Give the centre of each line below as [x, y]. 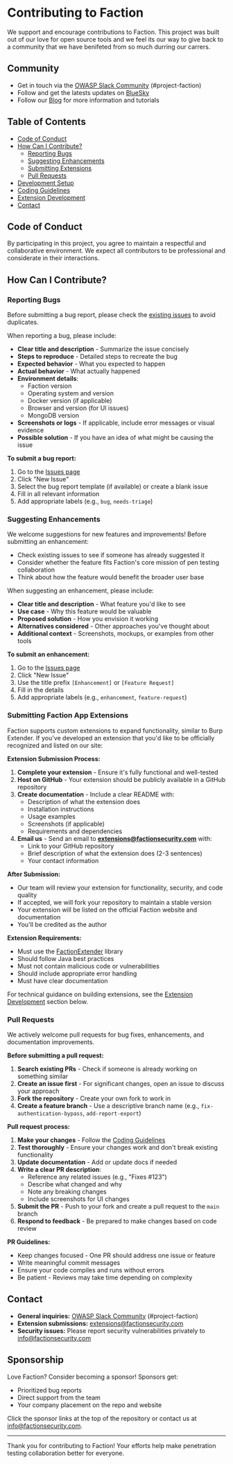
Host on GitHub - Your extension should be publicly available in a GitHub [121, 779]
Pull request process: [39, 1126]
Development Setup [45, 182]
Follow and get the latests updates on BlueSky [83, 92]
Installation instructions [61, 809]
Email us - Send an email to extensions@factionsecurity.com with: [115, 838]
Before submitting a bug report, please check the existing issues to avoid [112, 315]
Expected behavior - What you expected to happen [91, 364]
